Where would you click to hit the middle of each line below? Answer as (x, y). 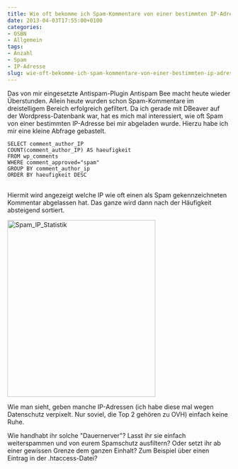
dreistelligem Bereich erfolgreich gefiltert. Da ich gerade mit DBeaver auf (114, 108)
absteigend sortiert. (36, 210)
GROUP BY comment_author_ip (49, 168)
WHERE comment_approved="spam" (53, 162)
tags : (15, 47)
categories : (25, 27)
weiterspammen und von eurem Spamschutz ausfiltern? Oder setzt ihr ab (114, 443)
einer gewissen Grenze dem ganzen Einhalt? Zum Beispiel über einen (108, 451)
